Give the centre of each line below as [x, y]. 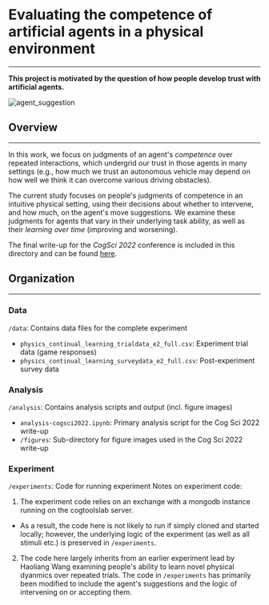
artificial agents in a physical [106, 32]
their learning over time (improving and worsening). [93, 229]
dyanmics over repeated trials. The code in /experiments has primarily [135, 575]
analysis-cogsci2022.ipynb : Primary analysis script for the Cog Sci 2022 [140, 423]
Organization [41, 279]
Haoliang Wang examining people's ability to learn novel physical [127, 567]
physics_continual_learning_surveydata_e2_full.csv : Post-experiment [137, 360]
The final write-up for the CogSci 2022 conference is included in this [122, 245]
